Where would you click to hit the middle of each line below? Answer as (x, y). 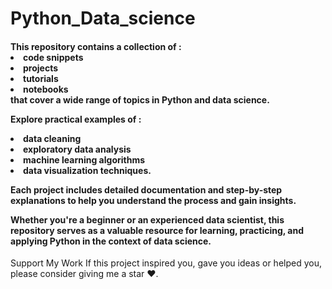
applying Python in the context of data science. (111, 241)
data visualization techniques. (87, 170)
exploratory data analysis (77, 149)
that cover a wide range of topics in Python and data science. (140, 99)
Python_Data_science (103, 18)
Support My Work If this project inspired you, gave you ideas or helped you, (166, 263)
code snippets (53, 57)
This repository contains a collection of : (96, 46)
